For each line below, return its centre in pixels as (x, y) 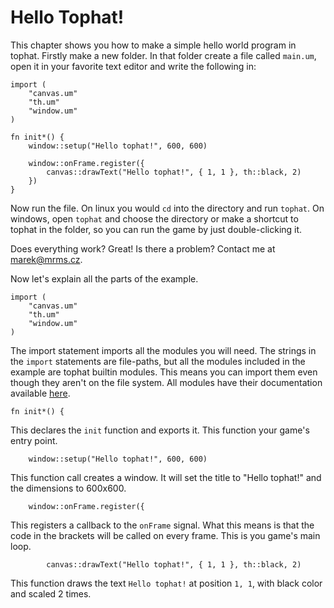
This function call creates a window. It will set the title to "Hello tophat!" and (166, 477)
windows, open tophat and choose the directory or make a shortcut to (154, 218)
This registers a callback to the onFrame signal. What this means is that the (162, 525)
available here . (40, 393)
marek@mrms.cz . (46, 259)
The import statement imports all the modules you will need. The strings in (163, 350)
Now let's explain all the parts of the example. (104, 278)
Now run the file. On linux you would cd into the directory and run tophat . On (167, 208)
